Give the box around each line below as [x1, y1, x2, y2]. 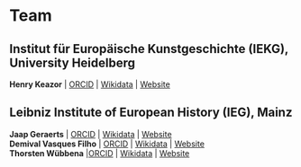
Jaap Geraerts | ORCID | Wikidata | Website [9, 128, 173, 139]
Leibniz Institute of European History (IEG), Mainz [9, 105, 293, 120]
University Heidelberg [9, 55, 136, 70]
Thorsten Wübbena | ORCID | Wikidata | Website [9, 147, 190, 158]
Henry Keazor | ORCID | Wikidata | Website [9, 79, 171, 90]
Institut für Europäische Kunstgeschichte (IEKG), [9, 41, 288, 57]
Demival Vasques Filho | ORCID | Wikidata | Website [9, 138, 205, 149]
